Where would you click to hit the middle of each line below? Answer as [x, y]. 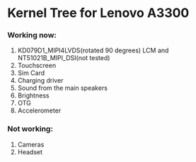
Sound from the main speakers [63, 88]
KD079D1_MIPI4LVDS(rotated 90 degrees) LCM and [93, 50]
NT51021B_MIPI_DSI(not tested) [64, 58]
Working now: [32, 35]
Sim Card [31, 73]
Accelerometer [39, 110]
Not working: [30, 129]
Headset [30, 152]
